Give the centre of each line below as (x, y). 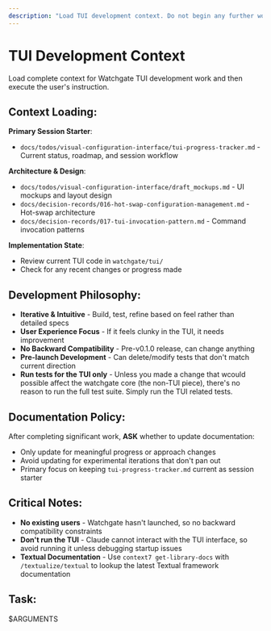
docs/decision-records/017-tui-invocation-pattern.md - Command (133, 221)
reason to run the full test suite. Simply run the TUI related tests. (126, 391)
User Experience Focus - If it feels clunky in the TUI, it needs (122, 332)
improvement (42, 341)
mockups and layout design (66, 195)
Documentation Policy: (67, 417)
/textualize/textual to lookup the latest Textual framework (119, 565)
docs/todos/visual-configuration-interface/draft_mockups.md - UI (132, 187)
